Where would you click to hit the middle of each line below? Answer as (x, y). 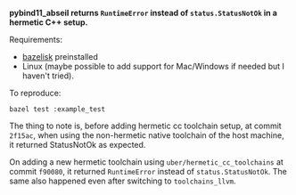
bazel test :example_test (57, 110)
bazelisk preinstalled (60, 57)
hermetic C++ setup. (49, 22)
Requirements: (36, 40)
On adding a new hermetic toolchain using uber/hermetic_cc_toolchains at (146, 162)
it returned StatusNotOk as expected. (78, 145)
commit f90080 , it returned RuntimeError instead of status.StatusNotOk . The (148, 171)
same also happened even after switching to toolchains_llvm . (123, 181)
